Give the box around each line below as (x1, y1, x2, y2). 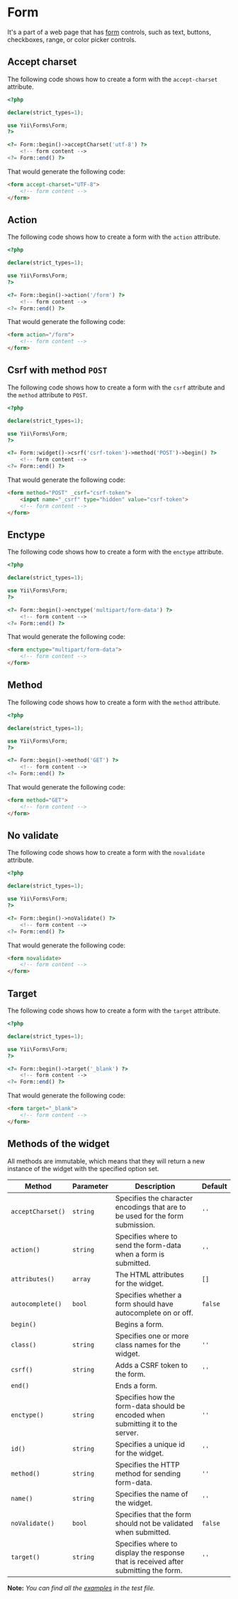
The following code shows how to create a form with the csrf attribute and (7, 383, 225, 392)
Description (135, 1181, 176, 1191)
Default (201, 1181, 227, 1191)
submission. (115, 1220, 156, 1229)
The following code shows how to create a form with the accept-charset (7, 75, 218, 83)
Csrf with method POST (7, 364, 108, 377)
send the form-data (115, 1240, 182, 1250)
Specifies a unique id (115, 1439, 186, 1449)
